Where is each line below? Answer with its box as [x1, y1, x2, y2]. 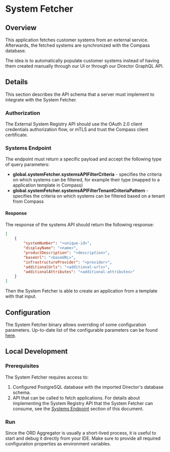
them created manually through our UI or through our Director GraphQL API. [5, 63, 164, 69]
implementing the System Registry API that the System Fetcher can [12, 400, 153, 406]
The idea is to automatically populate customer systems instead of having [5, 58, 160, 64]
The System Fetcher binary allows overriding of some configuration [5, 322, 146, 328]
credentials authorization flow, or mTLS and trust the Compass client [5, 126, 149, 132]
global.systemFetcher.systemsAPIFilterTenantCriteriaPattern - [12, 188, 149, 194]
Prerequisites [5, 362, 39, 369]
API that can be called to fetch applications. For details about [12, 394, 141, 401]
